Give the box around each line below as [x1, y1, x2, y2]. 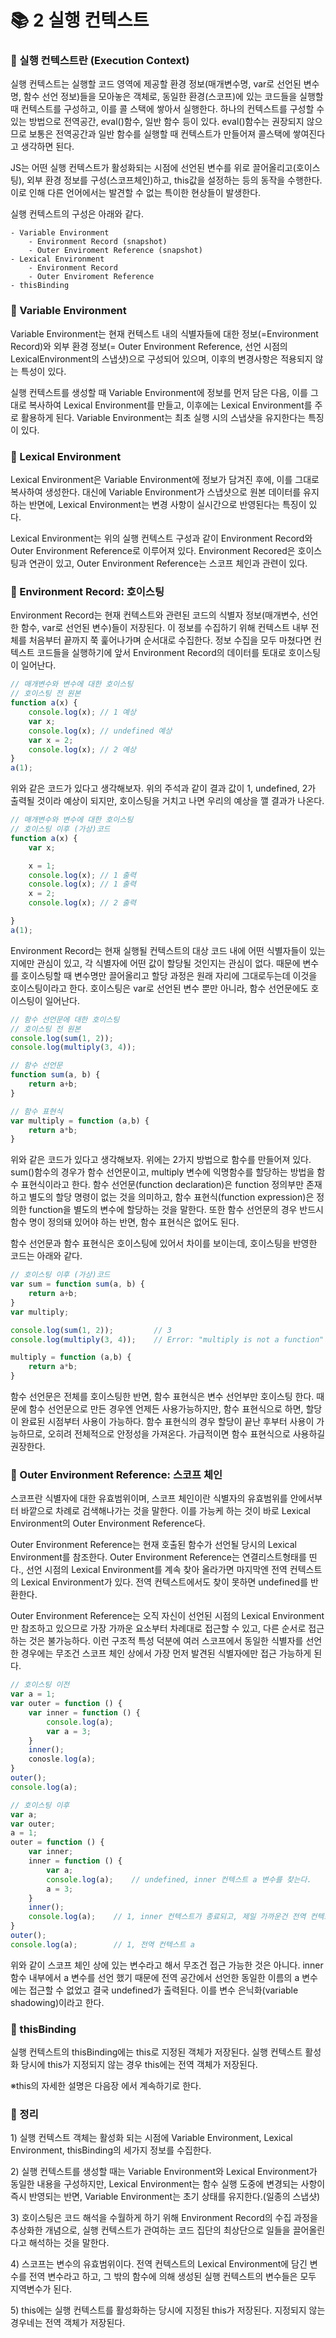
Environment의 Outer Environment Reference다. [10, 1517, 206, 1530]
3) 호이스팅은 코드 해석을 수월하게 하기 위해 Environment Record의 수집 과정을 [10, 2212, 318, 2224]
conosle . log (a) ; [28, 1754, 97, 1765]
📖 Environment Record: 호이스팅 [10, 585, 165, 598]
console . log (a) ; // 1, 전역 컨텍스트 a [10, 1939, 195, 1950]
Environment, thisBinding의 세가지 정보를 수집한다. [10, 2144, 212, 2156]
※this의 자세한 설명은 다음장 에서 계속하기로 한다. [10, 2080, 202, 2092]
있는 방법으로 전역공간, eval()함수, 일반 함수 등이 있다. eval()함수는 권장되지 [10, 116, 305, 128]
